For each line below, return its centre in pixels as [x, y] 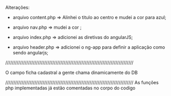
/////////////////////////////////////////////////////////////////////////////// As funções [82, 82]
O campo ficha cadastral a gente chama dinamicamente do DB [72, 72]
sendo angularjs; [31, 53]
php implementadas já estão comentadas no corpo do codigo [70, 88]
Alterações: [17, 7]
